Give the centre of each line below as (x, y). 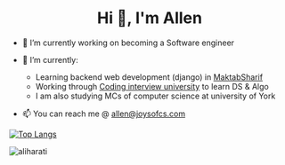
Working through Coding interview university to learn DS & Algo (152, 86)
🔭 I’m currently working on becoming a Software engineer (128, 43)
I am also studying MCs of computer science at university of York (155, 96)
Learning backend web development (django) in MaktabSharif (149, 77)
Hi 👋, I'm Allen (150, 18)
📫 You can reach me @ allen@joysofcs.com (103, 114)
